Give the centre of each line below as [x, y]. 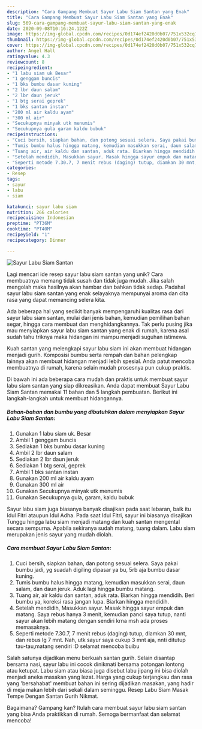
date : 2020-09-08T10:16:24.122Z [47, 28]
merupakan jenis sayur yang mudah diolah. [60, 534]
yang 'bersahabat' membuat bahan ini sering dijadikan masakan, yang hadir [100, 683]
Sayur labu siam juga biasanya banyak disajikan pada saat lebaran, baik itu [99, 509]
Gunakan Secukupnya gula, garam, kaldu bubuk [75, 497]
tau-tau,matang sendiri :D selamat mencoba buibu [77, 646]
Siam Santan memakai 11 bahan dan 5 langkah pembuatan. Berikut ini [92, 392]
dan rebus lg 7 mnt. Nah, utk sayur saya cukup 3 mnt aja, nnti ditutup [101, 640]
